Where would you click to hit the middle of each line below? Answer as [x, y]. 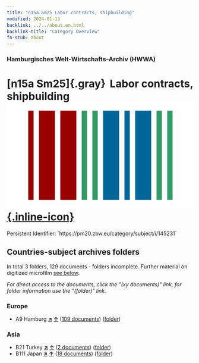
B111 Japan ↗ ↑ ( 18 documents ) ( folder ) [64, 353]
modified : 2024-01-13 [34, 19]
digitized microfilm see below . [43, 273]
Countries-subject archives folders [73, 252]
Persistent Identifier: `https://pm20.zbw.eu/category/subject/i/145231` [92, 233]
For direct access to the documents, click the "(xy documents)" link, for [94, 284]
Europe [18, 306]
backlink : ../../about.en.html [45, 25]
